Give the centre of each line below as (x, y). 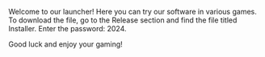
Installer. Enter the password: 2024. (67, 28)
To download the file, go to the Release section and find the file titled (123, 20)
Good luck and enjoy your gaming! (65, 44)
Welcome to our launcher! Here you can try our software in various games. (132, 12)
